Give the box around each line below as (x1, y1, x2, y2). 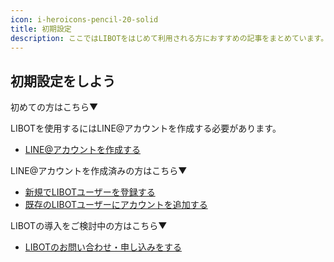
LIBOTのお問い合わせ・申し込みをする (24, 241, 182, 253)
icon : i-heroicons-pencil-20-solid (10, 14, 159, 25)
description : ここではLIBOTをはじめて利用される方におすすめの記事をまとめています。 (10, 33, 329, 43)
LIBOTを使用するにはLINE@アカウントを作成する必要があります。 (10, 122, 282, 135)
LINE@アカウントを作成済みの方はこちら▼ (10, 165, 188, 177)
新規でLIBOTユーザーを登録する (24, 186, 156, 198)
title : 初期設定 (10, 24, 72, 34)
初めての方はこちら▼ (10, 101, 99, 113)
